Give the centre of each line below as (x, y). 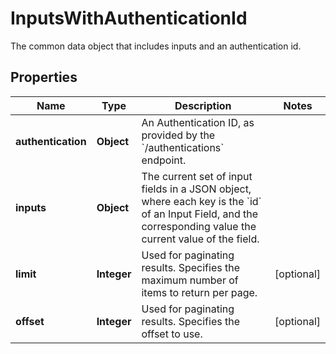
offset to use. (172, 334)
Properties (44, 77)
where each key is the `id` (201, 201)
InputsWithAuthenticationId (129, 18)
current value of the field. (200, 239)
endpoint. (164, 160)
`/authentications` (183, 147)
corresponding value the (199, 226)
